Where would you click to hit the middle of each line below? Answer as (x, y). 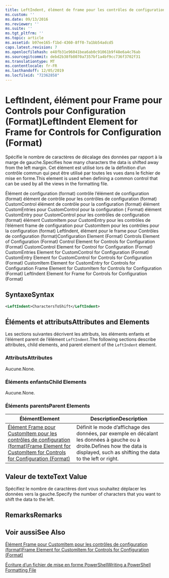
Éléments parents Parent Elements (48, 405)
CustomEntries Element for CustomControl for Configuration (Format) (77, 252)
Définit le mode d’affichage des (113, 427)
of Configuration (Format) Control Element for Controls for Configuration (80, 241)
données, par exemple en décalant (117, 434)
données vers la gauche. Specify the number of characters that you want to (83, 494)
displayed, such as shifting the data (118, 452)
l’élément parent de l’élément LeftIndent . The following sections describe (80, 340)
